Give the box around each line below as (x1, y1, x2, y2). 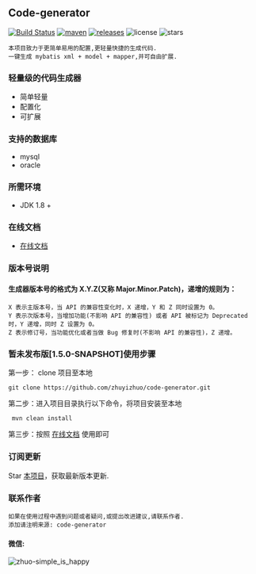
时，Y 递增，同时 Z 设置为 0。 (8, 320, 98, 328)
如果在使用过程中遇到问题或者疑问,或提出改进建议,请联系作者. (8, 513, 185, 521)
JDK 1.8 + (19, 200, 52, 209)
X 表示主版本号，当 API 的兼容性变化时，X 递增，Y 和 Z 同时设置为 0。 (8, 304, 219, 312)
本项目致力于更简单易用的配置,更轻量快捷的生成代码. (8, 44, 157, 52)
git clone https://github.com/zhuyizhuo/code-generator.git (8, 384, 212, 392)
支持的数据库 (8, 134, 58, 145)
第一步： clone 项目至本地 (8, 368, 94, 377)
